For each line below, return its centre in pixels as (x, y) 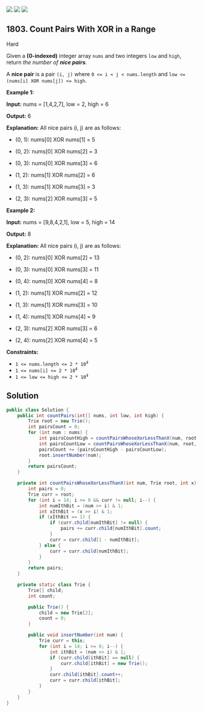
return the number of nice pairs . (47, 62)
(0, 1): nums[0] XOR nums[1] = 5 (55, 139)
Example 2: (21, 210)
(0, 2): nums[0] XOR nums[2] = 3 (56, 151)
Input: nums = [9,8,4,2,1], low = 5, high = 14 (61, 222)
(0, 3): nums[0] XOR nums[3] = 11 (57, 269)
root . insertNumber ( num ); (70, 455)
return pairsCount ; (53, 467)
